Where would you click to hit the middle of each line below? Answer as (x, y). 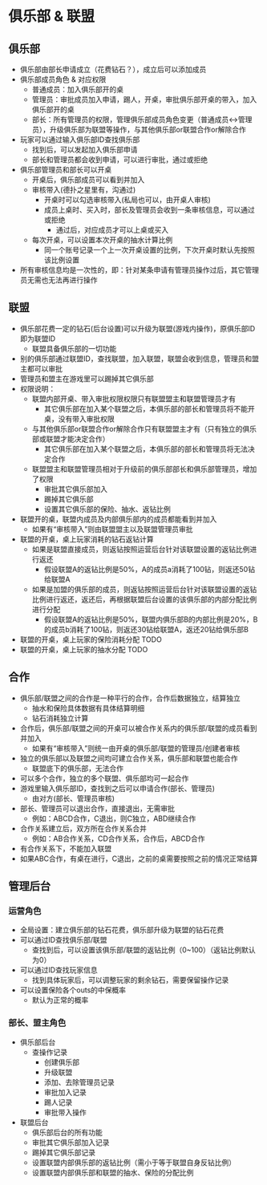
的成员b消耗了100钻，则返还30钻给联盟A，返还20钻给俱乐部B (146, 629)
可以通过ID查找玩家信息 (59, 970)
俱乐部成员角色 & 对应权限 (63, 79)
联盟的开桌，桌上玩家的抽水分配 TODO (84, 649)
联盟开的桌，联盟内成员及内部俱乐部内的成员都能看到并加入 (118, 519)
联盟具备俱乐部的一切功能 (74, 348)
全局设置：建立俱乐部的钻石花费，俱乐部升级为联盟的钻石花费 (122, 930)
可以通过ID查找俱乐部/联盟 (63, 940)
